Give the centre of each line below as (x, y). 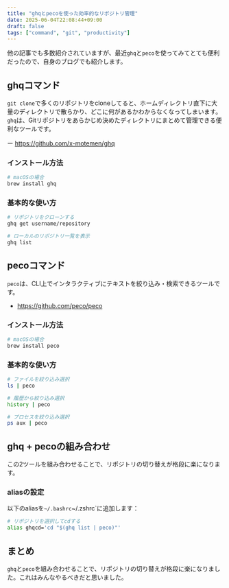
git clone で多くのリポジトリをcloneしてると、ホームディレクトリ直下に (109, 103)
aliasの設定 (26, 493)
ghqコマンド (34, 85)
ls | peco (21, 386)
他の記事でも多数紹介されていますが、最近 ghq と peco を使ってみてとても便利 (113, 53)
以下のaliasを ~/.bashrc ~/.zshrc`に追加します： (73, 508)
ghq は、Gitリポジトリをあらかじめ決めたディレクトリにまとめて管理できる (111, 120)
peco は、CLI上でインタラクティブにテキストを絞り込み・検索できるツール (111, 283)
